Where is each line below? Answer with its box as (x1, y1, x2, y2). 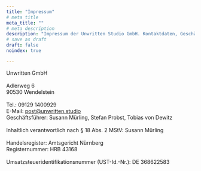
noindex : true (6, 48, 42, 54)
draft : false (6, 42, 39, 48)
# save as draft (6, 36, 47, 42)
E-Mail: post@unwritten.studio (6, 107, 81, 114)
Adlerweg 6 (6, 82, 35, 89)
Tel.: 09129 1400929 (6, 101, 57, 108)
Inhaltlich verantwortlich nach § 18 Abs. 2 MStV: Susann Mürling (6, 126, 164, 133)
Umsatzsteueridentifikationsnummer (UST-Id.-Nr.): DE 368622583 (6, 158, 170, 165)
